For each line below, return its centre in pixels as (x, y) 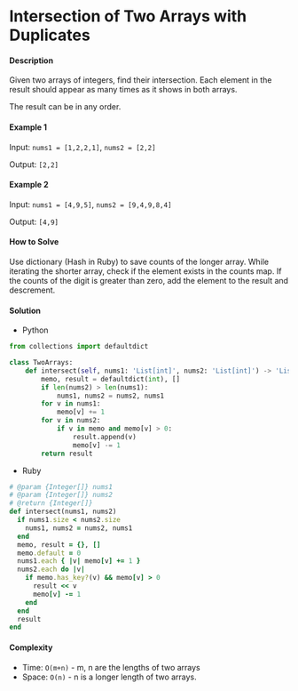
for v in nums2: (71, 421)
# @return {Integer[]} (51, 503)
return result (67, 454)
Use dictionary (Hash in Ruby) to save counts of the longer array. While (139, 261)
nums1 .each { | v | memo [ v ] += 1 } (79, 561)
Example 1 (28, 127)
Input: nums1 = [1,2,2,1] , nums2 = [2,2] (83, 147)
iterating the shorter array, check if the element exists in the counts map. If (145, 271)
